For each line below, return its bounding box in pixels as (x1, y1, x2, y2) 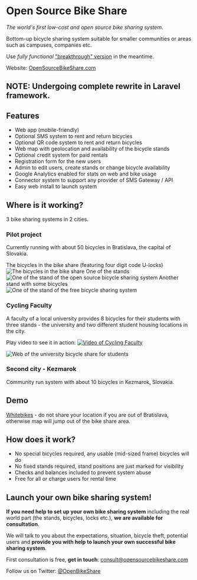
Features (6, 110, 40, 120)
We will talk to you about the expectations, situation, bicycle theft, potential (6, 532, 188, 539)
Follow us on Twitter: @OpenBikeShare (6, 568, 101, 575)
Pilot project (6, 230, 42, 239)
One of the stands (86, 268, 130, 275)
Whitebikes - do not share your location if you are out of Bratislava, (6, 411, 169, 418)
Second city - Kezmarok (6, 365, 77, 373)
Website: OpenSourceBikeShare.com (6, 64, 96, 71)
